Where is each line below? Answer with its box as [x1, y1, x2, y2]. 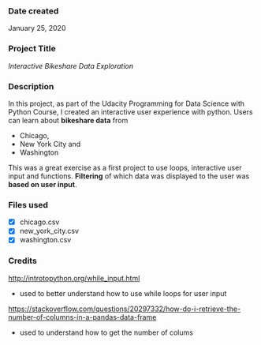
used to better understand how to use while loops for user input [19, 288, 227, 298]
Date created [8, 6, 59, 17]
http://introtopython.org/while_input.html [8, 273, 140, 283]
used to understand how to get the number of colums [19, 328, 193, 337]
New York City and [19, 139, 81, 148]
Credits [8, 255, 37, 266]
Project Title [8, 43, 57, 54]
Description [8, 81, 54, 92]
